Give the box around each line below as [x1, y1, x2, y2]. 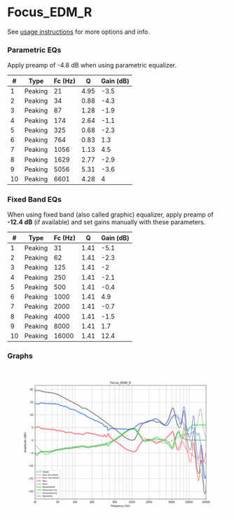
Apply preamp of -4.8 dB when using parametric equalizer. [7, 61, 177, 70]
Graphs [7, 351, 33, 361]
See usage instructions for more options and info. [7, 27, 151, 36]
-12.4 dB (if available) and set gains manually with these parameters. [7, 218, 206, 226]
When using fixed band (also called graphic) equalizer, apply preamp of [7, 210, 214, 219]
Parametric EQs [7, 45, 62, 55]
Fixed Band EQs [7, 194, 62, 204]
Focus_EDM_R [7, 4, 92, 20]
